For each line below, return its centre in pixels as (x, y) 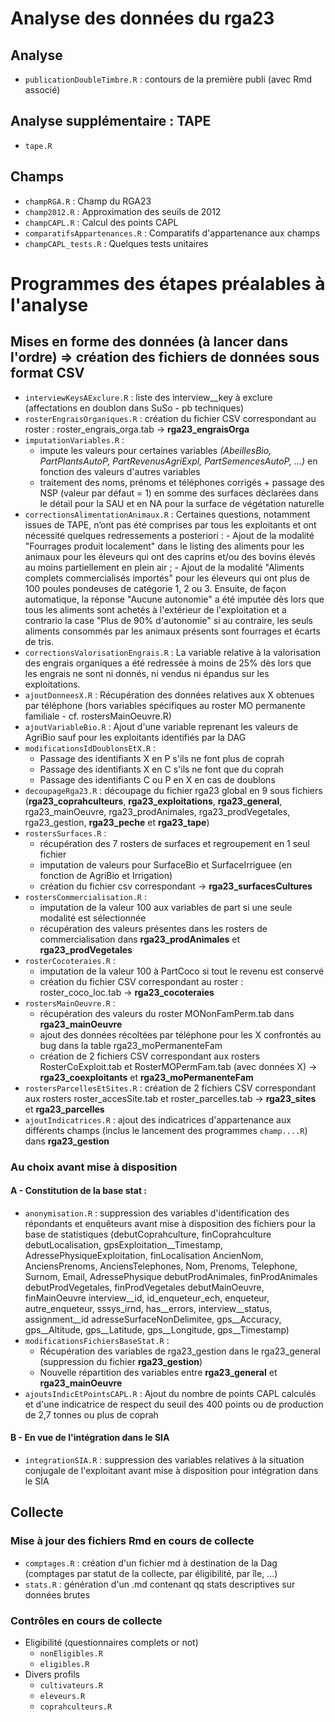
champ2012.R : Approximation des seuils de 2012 (123, 211)
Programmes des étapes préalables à (168, 283)
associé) (42, 90)
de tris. (39, 641)
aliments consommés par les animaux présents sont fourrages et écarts (172, 631)
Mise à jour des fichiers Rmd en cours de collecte (132, 1541)
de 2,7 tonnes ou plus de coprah (91, 1414)
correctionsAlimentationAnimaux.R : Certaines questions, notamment (167, 514)
